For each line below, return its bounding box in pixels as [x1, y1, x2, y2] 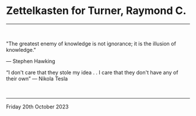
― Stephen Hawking [6, 57, 55, 65]
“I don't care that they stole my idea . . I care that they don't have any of [6, 69, 178, 76]
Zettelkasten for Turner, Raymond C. [6, 4, 187, 17]
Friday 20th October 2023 [6, 103, 69, 110]
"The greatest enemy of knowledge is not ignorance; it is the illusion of [6, 40, 176, 47]
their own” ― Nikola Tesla [6, 75, 68, 82]
